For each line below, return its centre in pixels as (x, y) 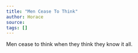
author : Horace (25, 17)
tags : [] (17, 28)
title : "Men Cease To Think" (42, 11)
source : (16, 22)
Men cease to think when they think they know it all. (70, 44)
